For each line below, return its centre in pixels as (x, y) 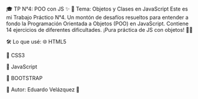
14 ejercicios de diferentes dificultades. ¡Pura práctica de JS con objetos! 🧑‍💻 (100, 30)
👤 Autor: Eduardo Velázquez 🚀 (43, 90)
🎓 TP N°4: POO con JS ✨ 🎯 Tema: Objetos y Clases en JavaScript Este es (97, 9)
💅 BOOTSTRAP (24, 78)
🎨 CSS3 (15, 55)
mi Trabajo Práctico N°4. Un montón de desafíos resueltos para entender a (97, 17)
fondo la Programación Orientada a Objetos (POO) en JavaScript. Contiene (97, 24)
